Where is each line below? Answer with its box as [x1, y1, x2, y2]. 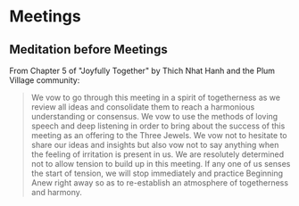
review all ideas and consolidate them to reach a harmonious [30, 102, 255, 112]
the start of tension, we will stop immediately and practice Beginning [30, 168, 284, 178]
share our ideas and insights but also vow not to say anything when [30, 140, 279, 150]
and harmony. [30, 187, 83, 197]
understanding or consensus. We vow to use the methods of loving [30, 111, 278, 121]
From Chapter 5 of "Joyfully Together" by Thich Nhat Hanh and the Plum [9, 65, 275, 76]
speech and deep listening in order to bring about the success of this [30, 120, 286, 131]
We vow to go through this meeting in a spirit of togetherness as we [30, 92, 281, 103]
